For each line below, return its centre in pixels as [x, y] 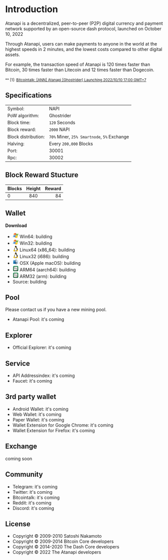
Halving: [16, 144]
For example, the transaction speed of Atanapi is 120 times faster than [78, 64]
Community [24, 474]
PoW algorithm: [23, 115]
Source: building [29, 282]
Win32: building [36, 243]
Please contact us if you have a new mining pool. [56, 310]
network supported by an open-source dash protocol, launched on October [83, 28]
